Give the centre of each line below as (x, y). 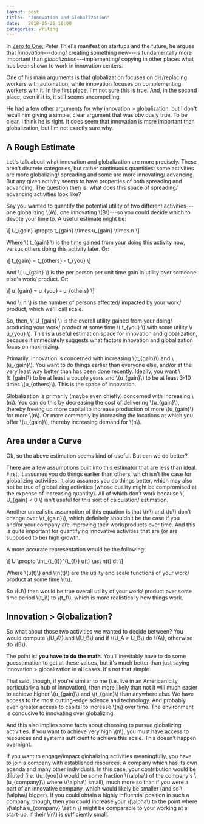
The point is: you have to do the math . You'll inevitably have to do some (96, 656)
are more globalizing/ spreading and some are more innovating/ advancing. (100, 175)
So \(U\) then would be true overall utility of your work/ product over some (99, 591)
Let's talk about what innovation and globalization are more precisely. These (102, 162)
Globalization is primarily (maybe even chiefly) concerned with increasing (98, 396)
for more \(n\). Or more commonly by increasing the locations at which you (100, 416)
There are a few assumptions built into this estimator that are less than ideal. (102, 467)
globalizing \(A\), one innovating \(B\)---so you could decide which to (104, 212)
